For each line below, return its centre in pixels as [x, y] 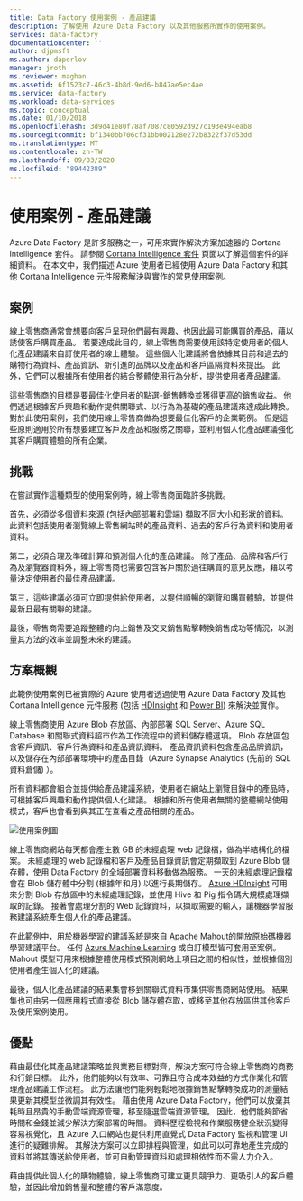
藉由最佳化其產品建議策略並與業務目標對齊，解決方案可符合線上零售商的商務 [151, 1066]
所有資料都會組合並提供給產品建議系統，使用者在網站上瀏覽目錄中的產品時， [151, 788]
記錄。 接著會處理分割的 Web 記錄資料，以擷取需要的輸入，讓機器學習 [155, 905]
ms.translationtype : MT [54, 143]
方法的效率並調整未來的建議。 [80, 639]
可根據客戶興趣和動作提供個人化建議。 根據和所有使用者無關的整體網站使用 [149, 800]
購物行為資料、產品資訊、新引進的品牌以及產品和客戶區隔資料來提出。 [140, 365]
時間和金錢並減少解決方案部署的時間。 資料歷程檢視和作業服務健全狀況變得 [149, 1123]
